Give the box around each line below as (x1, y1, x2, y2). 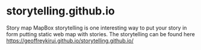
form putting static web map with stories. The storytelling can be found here (6, 30, 196, 37)
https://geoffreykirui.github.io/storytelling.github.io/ (6, 37, 134, 44)
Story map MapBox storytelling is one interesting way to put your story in (6, 24, 187, 31)
